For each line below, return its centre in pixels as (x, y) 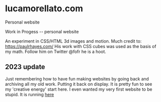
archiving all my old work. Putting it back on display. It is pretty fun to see (79, 84)
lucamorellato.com (44, 9)
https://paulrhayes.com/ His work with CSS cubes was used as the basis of (81, 46)
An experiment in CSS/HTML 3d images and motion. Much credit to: (73, 41)
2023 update (25, 67)
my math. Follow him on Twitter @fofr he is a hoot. (56, 51)
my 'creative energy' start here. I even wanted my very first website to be (79, 89)
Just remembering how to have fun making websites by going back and (77, 78)
